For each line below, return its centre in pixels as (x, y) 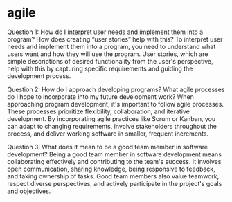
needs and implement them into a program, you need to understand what (111, 46)
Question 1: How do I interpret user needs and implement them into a (105, 32)
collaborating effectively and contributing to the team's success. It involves (114, 161)
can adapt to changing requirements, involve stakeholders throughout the (112, 126)
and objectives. (29, 191)
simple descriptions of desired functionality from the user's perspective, (110, 61)
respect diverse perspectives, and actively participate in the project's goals (115, 183)
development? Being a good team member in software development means (114, 154)
